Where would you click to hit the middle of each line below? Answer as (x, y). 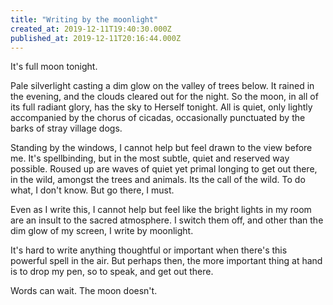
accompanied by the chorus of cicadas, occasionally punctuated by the (158, 118)
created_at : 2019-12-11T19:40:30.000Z (91, 29)
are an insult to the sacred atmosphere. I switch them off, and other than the (167, 220)
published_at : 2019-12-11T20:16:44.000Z (96, 38)
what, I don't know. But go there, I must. (92, 190)
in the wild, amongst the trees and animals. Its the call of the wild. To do (158, 180)
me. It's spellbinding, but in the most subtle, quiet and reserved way (150, 158)
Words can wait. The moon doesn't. (84, 291)
